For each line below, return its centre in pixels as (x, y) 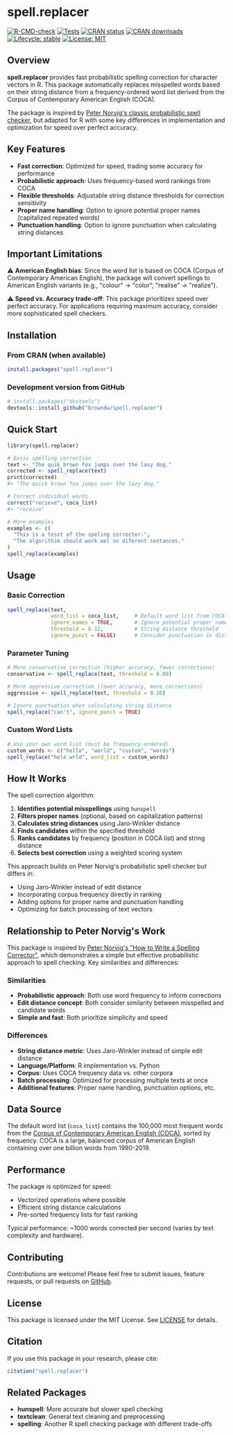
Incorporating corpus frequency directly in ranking (89, 894)
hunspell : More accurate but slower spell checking (90, 1409)
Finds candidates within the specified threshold (86, 831)
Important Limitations (55, 254)
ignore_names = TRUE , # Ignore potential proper (132, 623)
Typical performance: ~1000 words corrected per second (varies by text (110, 1228)
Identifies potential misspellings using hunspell (86, 809)
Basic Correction (36, 595)
